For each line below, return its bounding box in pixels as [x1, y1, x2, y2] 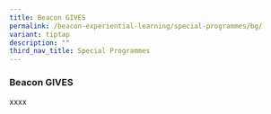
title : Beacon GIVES [9, 13, 87, 22]
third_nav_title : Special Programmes [9, 47, 151, 56]
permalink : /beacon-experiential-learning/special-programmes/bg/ [9, 22, 263, 31]
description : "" [9, 38, 70, 48]
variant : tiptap [9, 30, 70, 39]
